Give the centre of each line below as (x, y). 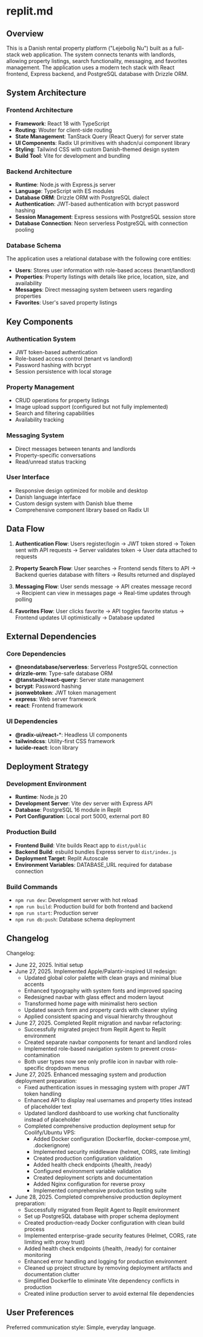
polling (23, 599)
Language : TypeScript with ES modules (65, 191)
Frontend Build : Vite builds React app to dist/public (81, 845)
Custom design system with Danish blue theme (74, 503)
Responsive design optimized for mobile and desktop (82, 490)
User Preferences (40, 1312)
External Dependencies (52, 637)
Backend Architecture (39, 171)
